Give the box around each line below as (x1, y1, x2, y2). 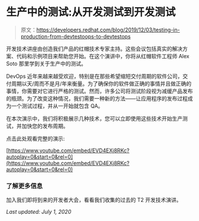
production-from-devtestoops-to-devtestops (20, 33, 131, 40)
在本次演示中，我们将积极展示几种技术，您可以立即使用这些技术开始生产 (6, 115, 182, 122)
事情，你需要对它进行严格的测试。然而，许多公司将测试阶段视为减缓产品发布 (6, 87, 193, 94)
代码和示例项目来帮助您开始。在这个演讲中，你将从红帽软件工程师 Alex (16, 52, 190, 59)
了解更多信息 (6, 182, 43, 190)
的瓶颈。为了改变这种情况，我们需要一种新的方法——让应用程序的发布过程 (6, 94, 188, 102)
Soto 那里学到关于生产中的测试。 (6, 60, 87, 67)
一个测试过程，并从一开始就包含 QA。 (11, 102, 104, 109)
